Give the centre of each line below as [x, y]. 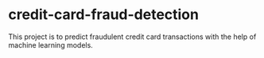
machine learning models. [50, 44]
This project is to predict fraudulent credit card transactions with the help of [132, 37]
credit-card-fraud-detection [103, 15]
